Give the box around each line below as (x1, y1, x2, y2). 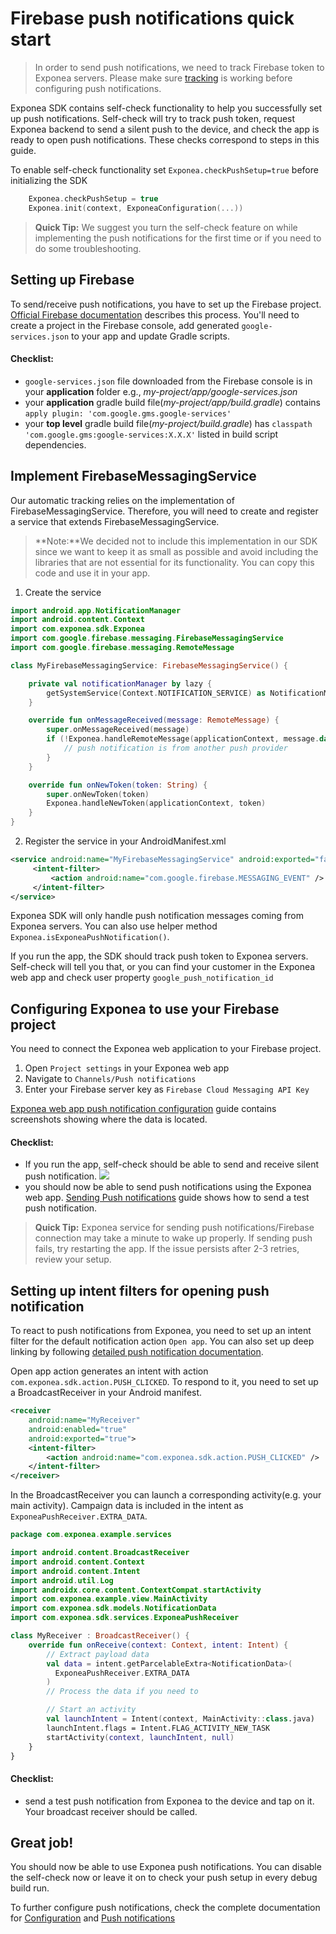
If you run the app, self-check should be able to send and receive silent (24, 1158, 320, 1171)
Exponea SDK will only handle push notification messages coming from (10, 910, 304, 922)
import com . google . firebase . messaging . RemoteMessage (10, 643, 235, 653)
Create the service (24, 586, 102, 598)
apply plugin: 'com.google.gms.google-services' (24, 408, 232, 419)
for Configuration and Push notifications (10, 1912, 176, 1924)
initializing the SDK (10, 174, 88, 186)
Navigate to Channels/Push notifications (24, 1073, 197, 1085)
